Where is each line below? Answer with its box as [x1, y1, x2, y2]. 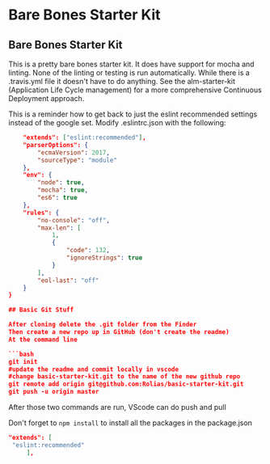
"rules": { [23, 209, 60, 217]
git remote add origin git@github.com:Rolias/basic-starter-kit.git [8, 380, 244, 389]
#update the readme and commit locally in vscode [8, 365, 179, 373]
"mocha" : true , [37, 186, 89, 195]
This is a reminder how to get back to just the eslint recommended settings [8, 109, 258, 119]
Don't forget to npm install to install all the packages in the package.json [8, 418, 253, 428]
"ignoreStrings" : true [65, 254, 143, 262]
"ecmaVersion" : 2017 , [37, 148, 111, 157]
